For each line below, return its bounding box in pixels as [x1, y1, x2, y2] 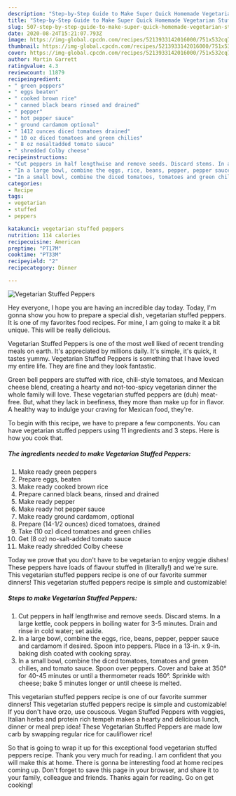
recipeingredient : [8, 75, 62, 83]
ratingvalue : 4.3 [8, 62, 59, 69]
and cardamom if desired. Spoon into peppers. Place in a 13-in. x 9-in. [18, 642, 221, 650]
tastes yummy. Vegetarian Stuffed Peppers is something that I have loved [8, 354, 219, 362]
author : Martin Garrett [8, 56, 78, 63]
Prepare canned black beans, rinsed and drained [18, 489, 160, 498]
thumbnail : [8, 43, 40, 50]
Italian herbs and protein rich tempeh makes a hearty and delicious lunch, [8, 715, 221, 723]
